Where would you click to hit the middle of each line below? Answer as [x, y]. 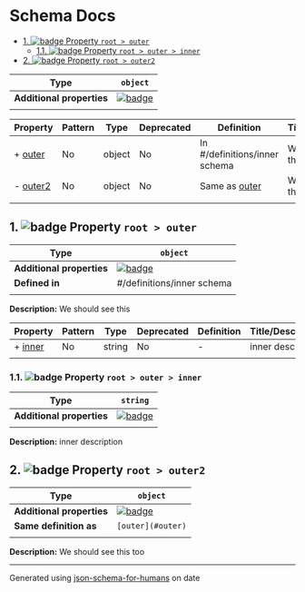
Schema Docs [63, 16]
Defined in [37, 282]
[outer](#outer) [152, 526]
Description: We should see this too [77, 551]
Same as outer [230, 185]
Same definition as [55, 526]
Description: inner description [66, 442]
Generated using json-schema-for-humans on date [105, 577]
